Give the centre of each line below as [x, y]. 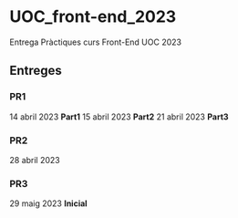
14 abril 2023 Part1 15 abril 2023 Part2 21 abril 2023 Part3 [119, 117]
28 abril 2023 [35, 160]
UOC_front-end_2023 [93, 17]
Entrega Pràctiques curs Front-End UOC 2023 [96, 42]
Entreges [36, 71]
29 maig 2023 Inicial [49, 203]
